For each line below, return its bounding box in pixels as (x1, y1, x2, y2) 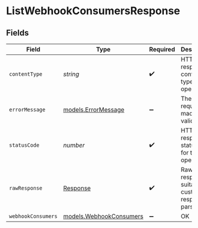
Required (149, 46, 176, 53)
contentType (9, 71, 43, 78)
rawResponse (9, 185, 43, 191)
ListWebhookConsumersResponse (6, 4, 181, 18)
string (62, 70, 80, 78)
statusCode (9, 142, 39, 149)
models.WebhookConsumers (62, 212, 144, 220)
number (62, 141, 85, 149)
